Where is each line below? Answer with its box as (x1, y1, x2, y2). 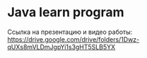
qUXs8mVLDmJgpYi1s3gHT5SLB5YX (7, 42, 116, 51)
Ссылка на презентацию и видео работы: (7, 28, 133, 36)
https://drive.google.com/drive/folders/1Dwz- (7, 35, 140, 43)
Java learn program (7, 4, 125, 21)
